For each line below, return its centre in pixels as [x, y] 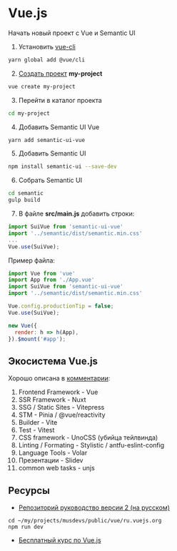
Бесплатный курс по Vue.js [60, 540]
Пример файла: [32, 260]
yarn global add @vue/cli [46, 60]
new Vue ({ [23, 325]
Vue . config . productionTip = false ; [61, 306]
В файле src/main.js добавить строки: [76, 214]
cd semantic [26, 193]
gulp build [24, 200]
